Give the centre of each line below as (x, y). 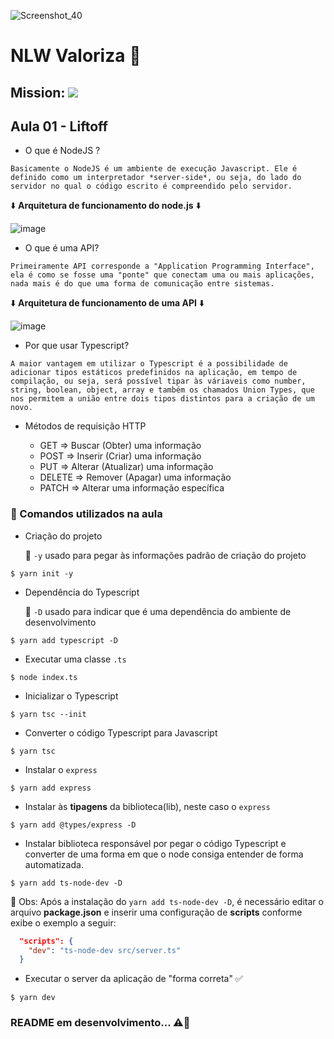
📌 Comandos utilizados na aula (86, 514)
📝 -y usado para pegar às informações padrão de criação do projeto (165, 555)
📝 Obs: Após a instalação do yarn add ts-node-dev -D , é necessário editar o (167, 901)
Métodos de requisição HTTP (85, 426)
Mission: (38, 92)
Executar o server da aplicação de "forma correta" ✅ (133, 979)
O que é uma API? (62, 248)
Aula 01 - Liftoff (59, 126)
